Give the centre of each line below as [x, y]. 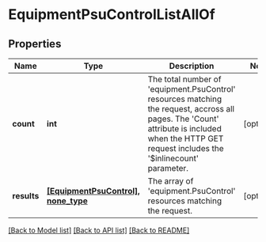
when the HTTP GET [186, 138]
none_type [67, 201]
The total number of [184, 79]
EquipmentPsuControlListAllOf [112, 15]
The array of [171, 181]
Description [192, 66]
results [26, 196]
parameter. [168, 168]
